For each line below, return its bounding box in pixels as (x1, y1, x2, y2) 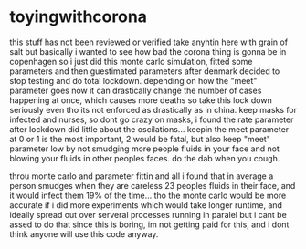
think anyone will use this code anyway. (9, 228, 159, 239)
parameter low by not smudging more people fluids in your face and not (9, 143, 280, 154)
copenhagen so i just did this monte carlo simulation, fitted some (9, 56, 253, 67)
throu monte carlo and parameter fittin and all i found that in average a (9, 171, 274, 182)
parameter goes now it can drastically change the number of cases (9, 85, 262, 96)
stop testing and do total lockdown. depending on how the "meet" (9, 75, 258, 86)
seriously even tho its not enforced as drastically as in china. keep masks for (9, 104, 298, 115)
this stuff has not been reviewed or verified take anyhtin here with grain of (9, 36, 289, 47)
